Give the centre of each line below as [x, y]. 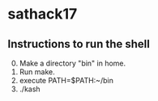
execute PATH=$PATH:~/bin [66, 80]
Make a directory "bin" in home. [73, 63]
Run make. [37, 72]
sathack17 [43, 14]
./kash [30, 89]
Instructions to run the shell [79, 44]
